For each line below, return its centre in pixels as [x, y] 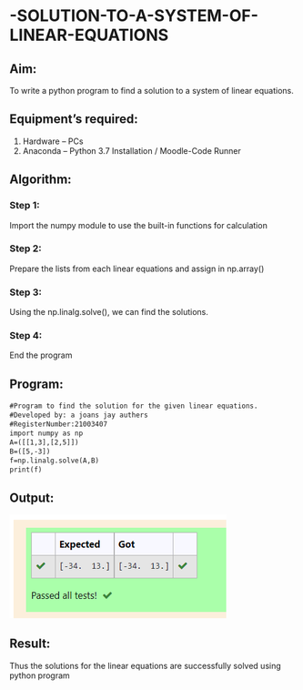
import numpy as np [46, 433]
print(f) [26, 470]
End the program [41, 355]
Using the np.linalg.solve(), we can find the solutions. [109, 312]
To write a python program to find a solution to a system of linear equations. [151, 91]
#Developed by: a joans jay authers [79, 415]
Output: [32, 497]
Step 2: [26, 249]
